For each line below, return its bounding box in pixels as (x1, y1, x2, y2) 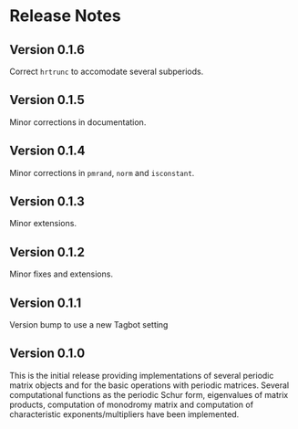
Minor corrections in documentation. (9, 116, 147, 128)
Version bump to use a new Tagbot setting (9, 319, 169, 330)
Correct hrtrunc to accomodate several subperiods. (9, 66, 204, 77)
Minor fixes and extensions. (9, 268, 114, 279)
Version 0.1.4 (9, 143, 86, 159)
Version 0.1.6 (9, 42, 85, 58)
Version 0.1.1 (9, 295, 82, 310)
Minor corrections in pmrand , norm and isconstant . (9, 167, 195, 178)
